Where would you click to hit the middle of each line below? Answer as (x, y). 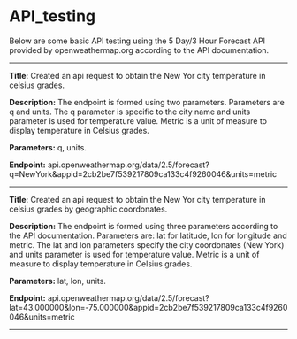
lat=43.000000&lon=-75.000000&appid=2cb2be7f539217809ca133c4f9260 (148, 307)
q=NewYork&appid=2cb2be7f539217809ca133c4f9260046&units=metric (143, 173)
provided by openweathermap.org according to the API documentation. (139, 50)
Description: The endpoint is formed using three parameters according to (144, 226)
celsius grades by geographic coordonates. (88, 209)
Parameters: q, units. (48, 147)
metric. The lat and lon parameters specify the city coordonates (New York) (147, 244)
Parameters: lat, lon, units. (57, 281)
